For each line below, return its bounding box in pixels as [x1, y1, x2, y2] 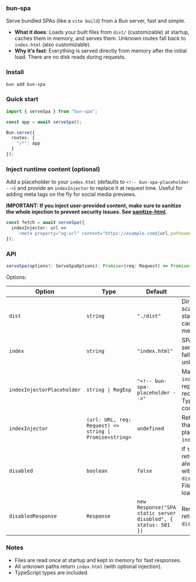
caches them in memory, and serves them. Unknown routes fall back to [14, 35, 186, 42]
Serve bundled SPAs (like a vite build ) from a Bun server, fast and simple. [6, 18, 185, 25]
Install [6, 68, 24, 77]
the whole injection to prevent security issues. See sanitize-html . [6, 209, 167, 216]
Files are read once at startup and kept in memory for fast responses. [14, 557, 182, 564]
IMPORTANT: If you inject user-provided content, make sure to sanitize [6, 202, 182, 209]
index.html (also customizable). [14, 41, 92, 48]
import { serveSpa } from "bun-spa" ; [6, 108, 98, 115]
